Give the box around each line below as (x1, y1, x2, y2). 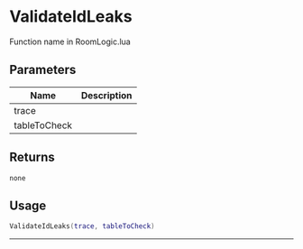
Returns (9, 150, 56, 165)
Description (80, 88, 133, 101)
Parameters (9, 62, 77, 78)
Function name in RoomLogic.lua (9, 36, 131, 47)
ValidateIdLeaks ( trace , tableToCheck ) (9, 222, 155, 231)
